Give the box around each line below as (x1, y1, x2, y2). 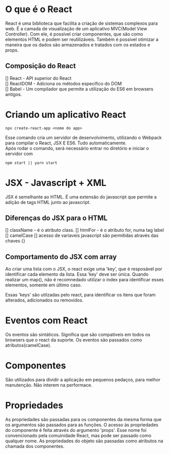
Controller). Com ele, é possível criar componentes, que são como (5, 31, 143, 37)
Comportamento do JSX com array (5, 253, 117, 261)
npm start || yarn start (5, 160, 58, 165)
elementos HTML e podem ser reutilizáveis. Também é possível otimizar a (5, 36, 159, 42)
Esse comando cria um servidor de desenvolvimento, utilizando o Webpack (5, 134, 162, 140)
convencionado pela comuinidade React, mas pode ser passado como (5, 433, 151, 439)
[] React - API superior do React (5, 75, 72, 81)
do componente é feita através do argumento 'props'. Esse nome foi (5, 427, 147, 433)
